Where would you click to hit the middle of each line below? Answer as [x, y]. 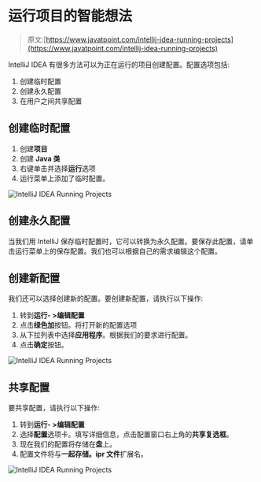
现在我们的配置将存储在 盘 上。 [68, 444]
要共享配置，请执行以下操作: [54, 408]
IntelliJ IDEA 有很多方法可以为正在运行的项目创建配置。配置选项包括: [119, 65]
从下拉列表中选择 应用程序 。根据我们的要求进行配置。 [106, 335]
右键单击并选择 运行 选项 [57, 168]
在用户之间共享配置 [51, 101]
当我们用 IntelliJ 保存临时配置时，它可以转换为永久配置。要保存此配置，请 [127, 241]
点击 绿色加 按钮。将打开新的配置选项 [78, 325]
